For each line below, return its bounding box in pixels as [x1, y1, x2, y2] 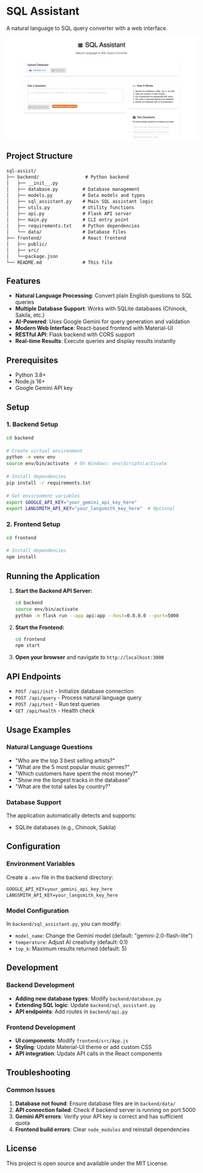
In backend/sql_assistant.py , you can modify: [6, 920, 122, 928]
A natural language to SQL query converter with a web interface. [6, 24, 168, 32]
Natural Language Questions [6, 743, 93, 751]
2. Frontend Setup [6, 520, 61, 529]
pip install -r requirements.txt [6, 480, 91, 486]
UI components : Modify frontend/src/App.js [15, 1037, 129, 1044]
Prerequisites [6, 355, 58, 366]
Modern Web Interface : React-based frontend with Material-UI [15, 325, 173, 332]
